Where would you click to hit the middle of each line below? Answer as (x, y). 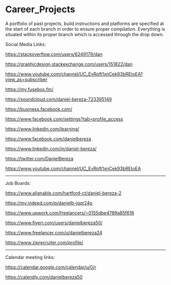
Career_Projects (40, 9)
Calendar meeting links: (30, 257)
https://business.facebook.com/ (39, 109)
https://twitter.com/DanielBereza (39, 158)
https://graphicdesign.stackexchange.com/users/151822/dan (69, 64)
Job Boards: (18, 183)
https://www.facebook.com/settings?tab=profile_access (64, 119)
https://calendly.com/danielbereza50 (44, 277)
